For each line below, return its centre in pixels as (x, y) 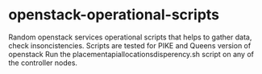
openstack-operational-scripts (114, 15)
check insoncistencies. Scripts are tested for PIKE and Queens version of (130, 45)
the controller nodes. (43, 63)
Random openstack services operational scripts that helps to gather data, (130, 37)
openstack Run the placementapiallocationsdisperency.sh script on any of (131, 54)
